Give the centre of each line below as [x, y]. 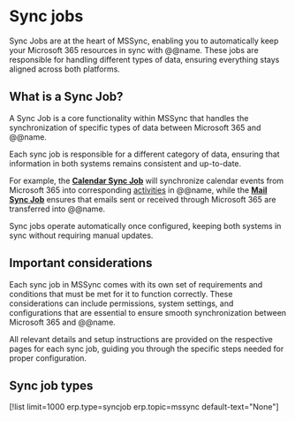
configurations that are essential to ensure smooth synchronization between [148, 312]
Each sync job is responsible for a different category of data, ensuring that [144, 154]
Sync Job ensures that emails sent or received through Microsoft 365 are [143, 199]
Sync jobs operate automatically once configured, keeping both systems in [145, 226]
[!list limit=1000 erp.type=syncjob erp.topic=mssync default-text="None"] [144, 407]
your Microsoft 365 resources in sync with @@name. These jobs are [134, 50]
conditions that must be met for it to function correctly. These [121, 294]
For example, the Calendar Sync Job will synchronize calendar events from [147, 180]
